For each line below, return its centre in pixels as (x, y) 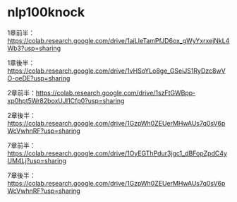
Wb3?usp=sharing (34, 48)
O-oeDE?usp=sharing (39, 78)
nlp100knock (46, 12)
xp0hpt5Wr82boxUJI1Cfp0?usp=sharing (66, 100)
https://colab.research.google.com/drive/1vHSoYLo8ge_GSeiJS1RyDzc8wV (116, 71)
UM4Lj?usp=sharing (37, 160)
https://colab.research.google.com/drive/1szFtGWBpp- (116, 93)
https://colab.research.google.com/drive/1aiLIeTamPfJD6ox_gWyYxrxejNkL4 (119, 40)
